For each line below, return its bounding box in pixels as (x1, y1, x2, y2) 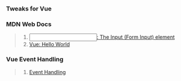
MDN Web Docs (6, 20, 52, 28)
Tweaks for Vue (6, 5, 52, 13)
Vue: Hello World (29, 41, 70, 48)
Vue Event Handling (6, 56, 64, 64)
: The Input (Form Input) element (96, 34, 175, 41)
